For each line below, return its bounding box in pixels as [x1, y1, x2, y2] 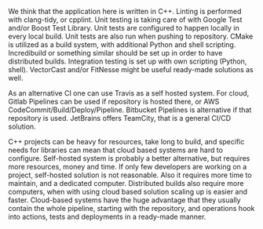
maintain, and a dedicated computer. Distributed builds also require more [8, 179, 244, 187]
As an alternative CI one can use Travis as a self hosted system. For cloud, [8, 89, 250, 97]
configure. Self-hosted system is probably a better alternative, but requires [8, 154, 250, 163]
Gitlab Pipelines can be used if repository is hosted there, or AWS [8, 97, 220, 106]
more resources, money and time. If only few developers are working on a [8, 162, 247, 171]
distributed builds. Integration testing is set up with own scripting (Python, [8, 56, 247, 66]
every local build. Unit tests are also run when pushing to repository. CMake [8, 31, 254, 41]
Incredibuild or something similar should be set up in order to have [8, 49, 223, 57]
